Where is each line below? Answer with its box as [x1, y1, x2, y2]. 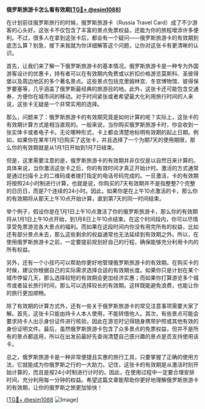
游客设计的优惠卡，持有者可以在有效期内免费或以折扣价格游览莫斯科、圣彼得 [6, 70, 199, 77]
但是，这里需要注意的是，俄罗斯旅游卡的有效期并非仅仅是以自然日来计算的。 [6, 157, 199, 164]
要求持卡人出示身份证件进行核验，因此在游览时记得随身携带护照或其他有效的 [6, 318, 199, 325]
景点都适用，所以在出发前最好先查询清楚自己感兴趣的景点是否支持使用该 [16, 333, 199, 340]
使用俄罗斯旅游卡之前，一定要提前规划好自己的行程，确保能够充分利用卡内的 [6, 238, 199, 246]
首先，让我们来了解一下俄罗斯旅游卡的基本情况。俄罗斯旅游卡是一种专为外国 [6, 62, 199, 69]
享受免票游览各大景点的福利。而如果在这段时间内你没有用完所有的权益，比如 [6, 223, 199, 230]
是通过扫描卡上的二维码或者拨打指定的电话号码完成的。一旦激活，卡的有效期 [6, 172, 199, 179]
